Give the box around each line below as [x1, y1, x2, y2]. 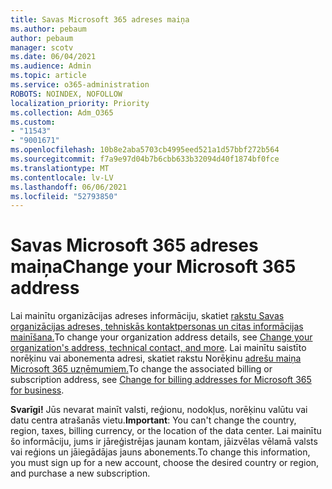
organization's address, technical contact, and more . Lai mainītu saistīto [10, 342, 307, 354]
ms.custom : [10, 117, 56, 127]
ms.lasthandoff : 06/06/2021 [10, 182, 128, 192]
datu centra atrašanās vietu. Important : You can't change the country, [10, 414, 297, 426]
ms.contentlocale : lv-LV [10, 172, 114, 183]
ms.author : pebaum [10, 24, 87, 34]
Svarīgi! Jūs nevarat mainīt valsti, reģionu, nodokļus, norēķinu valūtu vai [10, 404, 308, 416]
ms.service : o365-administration [10, 80, 150, 90]
